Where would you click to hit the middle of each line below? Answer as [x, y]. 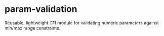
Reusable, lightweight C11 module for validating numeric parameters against [82, 23]
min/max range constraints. [33, 28]
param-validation [41, 9]
